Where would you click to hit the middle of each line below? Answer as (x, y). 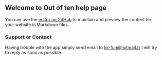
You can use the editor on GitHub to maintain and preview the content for (78, 19)
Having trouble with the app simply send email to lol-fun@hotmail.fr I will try (81, 48)
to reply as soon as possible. (34, 53)
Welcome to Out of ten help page (56, 8)
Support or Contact (28, 37)
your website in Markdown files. (37, 24)
